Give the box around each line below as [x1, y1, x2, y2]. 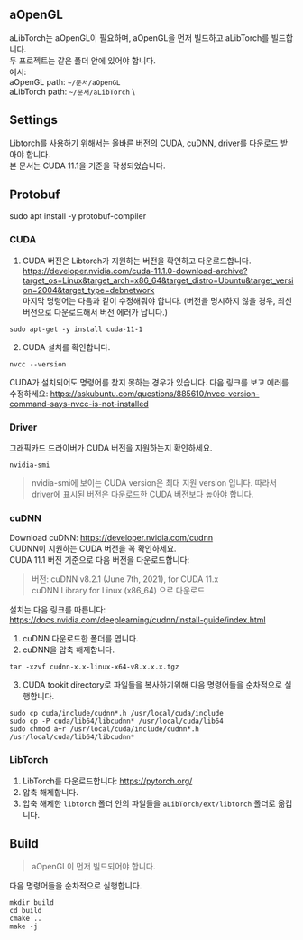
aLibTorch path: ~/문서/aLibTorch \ [9, 86, 135, 97]
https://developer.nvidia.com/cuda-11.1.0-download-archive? [22, 265, 248, 276]
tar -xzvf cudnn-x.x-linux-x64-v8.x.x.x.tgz [9, 662, 179, 672]
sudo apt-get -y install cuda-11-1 [9, 325, 143, 334]
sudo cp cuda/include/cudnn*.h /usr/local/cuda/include [9, 709, 224, 718]
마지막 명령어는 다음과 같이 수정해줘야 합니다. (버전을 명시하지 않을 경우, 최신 [22, 295, 293, 306]
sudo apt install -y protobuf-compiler [9, 211, 147, 222]
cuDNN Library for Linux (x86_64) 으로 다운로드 [31, 585, 206, 596]
